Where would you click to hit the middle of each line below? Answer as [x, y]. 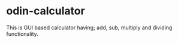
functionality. [22, 33]
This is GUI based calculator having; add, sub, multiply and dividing [89, 27]
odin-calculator [46, 11]
